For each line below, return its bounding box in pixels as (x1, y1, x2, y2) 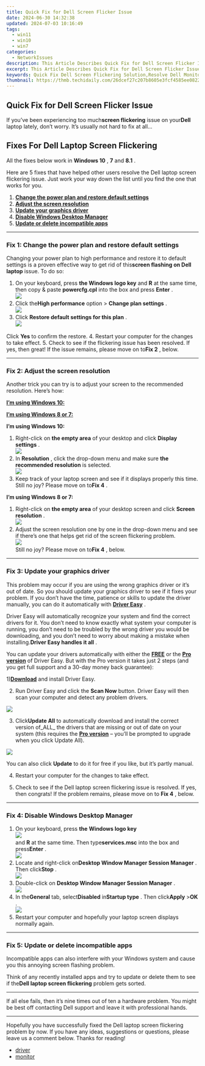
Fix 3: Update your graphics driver (6, 567, 110, 576)
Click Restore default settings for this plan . (15, 314, 127, 321)
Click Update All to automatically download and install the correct (15, 717, 179, 724)
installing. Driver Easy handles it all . (6, 638, 98, 646)
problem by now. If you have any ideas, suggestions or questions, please (6, 1028, 190, 1035)
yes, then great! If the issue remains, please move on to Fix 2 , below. (6, 346, 179, 353)
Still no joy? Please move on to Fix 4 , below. (15, 546, 126, 553)
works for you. (6, 181, 43, 189)
